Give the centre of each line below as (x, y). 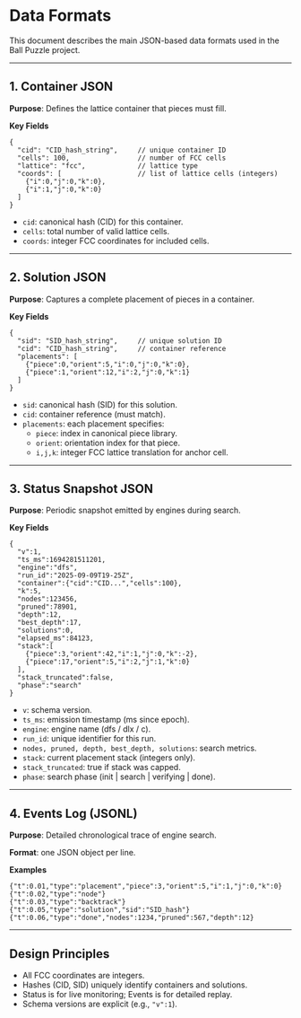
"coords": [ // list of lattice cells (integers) (148, 173)
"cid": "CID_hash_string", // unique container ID (122, 150)
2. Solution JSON (58, 278)
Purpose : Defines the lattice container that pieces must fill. (118, 108)
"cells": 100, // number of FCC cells (122, 158)
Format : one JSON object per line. (73, 853)
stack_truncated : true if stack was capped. (101, 768)
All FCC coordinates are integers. (83, 975)
